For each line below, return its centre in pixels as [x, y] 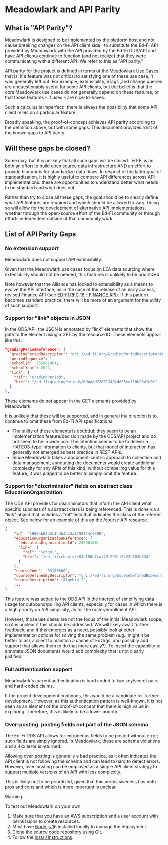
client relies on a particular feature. [41, 112]
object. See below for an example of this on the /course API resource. [77, 520]
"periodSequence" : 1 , [32, 359]
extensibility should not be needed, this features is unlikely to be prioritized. [83, 274]
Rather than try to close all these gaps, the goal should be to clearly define [82, 197]
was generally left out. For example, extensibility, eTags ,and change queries [84, 81]
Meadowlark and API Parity [63, 9]
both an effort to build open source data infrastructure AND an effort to [78, 166]
